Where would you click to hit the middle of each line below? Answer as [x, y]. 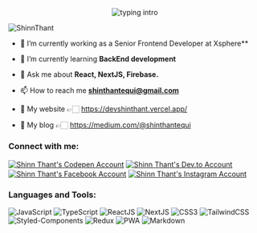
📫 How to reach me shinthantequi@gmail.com [99, 90]
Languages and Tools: [52, 195]
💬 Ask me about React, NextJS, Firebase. [89, 74]
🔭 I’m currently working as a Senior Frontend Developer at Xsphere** [134, 43]
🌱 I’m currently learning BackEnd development [98, 59]
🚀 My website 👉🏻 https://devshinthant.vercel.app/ [104, 109]
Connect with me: [44, 146]
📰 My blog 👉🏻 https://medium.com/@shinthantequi [105, 125]
